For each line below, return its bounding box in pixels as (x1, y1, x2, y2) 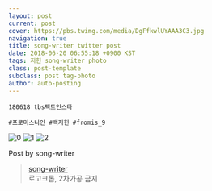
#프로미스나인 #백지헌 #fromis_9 (8, 118, 106, 127)
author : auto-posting (8, 79, 82, 87)
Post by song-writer (8, 148, 75, 158)
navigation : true (8, 34, 67, 43)
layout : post (8, 11, 53, 20)
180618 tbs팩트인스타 (8, 102, 73, 111)
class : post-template (8, 64, 82, 73)
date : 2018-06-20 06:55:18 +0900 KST (8, 49, 136, 57)
